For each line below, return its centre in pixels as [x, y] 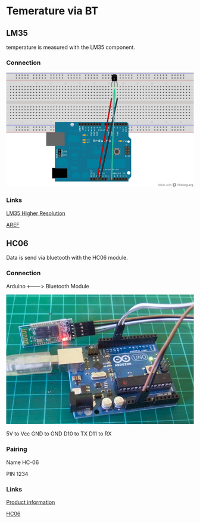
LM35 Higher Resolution [36, 213]
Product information [31, 502]
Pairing [17, 449]
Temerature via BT [52, 11]
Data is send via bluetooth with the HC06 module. [67, 258]
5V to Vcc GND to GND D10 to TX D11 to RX [59, 434]
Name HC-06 [23, 462]
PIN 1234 [17, 474]
